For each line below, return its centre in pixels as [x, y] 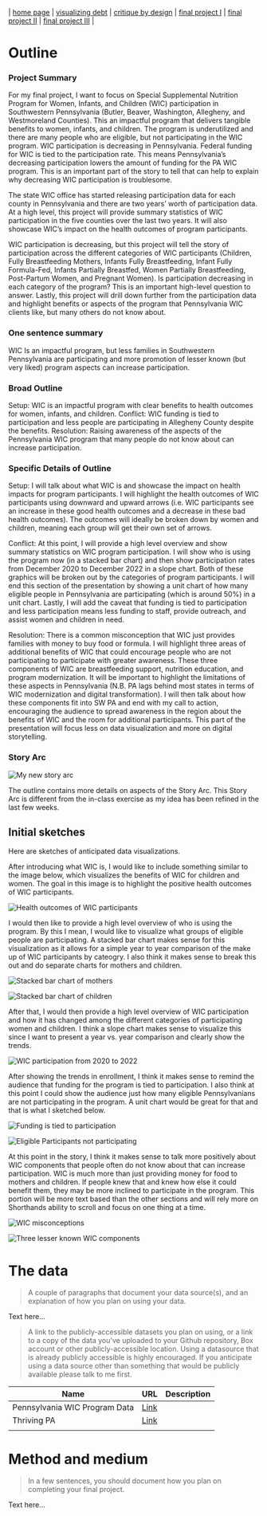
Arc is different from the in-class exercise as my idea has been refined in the [133, 799]
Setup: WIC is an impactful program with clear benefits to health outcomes [131, 406]
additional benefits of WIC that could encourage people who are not [120, 652]
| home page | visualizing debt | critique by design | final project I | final [125, 12]
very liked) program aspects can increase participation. [99, 367]
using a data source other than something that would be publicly [133, 1366]
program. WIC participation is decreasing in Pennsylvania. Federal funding [130, 146]
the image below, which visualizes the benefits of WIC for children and [124, 875]
